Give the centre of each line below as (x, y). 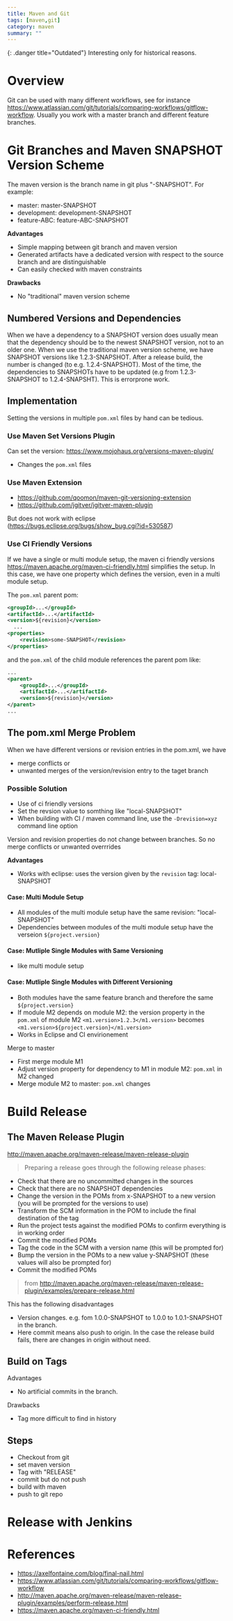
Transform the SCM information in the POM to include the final (107, 1211)
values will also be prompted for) (64, 1262)
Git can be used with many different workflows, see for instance (99, 100)
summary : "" (24, 33)
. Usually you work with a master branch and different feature (121, 115)
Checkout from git (43, 1458)
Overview (36, 81)
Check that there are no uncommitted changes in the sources (105, 1181)
